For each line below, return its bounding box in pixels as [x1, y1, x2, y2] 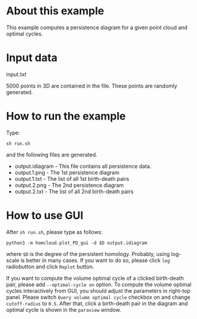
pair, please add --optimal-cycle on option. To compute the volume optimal [6, 281, 192, 288]
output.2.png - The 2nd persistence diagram [14, 182, 124, 189]
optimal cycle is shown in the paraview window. [6, 306, 122, 313]
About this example [6, 4, 104, 18]
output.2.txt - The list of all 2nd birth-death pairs [14, 187, 134, 195]
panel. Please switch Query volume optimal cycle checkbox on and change [6, 293, 191, 301]
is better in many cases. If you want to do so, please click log [20, 257, 170, 264]
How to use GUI [6, 209, 84, 222]
